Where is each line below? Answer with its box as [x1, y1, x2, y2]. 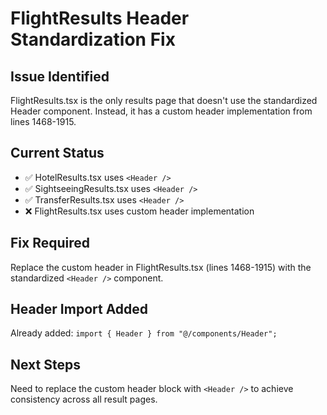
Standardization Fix [10, 28, 176, 51]
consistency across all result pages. [10, 393, 158, 406]
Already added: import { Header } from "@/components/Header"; [10, 327, 278, 339]
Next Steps [10, 356, 81, 373]
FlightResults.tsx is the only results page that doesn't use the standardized [10, 95, 318, 106]
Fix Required [10, 235, 91, 252]
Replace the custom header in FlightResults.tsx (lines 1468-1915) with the [10, 261, 312, 273]
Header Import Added [10, 301, 149, 318]
